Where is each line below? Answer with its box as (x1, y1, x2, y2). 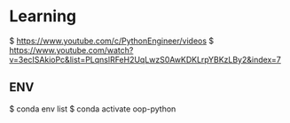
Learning (9, 6, 77, 27)
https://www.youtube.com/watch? (9, 44, 134, 55)
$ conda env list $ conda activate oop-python (9, 104, 176, 114)
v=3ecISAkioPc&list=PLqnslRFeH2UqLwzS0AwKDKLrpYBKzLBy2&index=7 (9, 54, 281, 65)
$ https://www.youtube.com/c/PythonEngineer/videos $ (9, 35, 215, 46)
